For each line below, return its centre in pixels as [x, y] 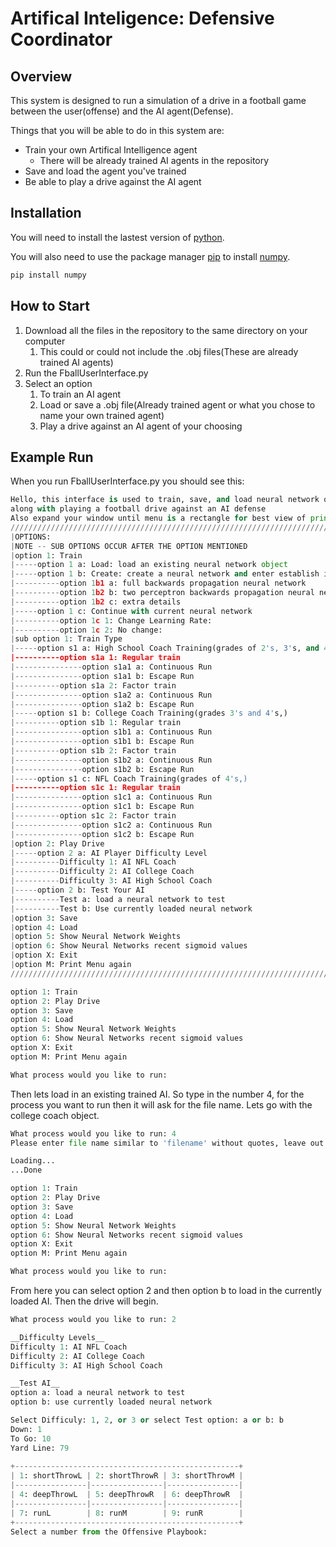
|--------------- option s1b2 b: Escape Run [102, 769]
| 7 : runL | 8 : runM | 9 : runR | [127, 1513]
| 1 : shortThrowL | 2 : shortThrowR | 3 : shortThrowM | [127, 1476]
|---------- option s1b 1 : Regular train [96, 723]
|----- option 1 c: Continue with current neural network [131, 611]
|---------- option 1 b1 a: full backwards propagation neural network [158, 583]
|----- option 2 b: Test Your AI [77, 890]
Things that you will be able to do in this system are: [117, 130]
